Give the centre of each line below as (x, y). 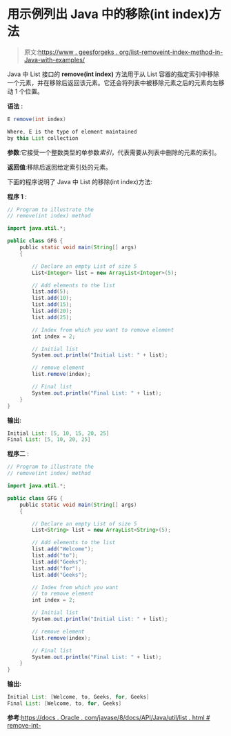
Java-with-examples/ (54, 60)
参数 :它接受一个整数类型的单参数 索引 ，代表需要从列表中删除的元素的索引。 (114, 152)
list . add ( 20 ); (52, 311)
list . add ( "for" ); (57, 568)
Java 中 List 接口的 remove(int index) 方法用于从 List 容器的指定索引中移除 (113, 74)
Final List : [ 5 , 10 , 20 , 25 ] (49, 440)
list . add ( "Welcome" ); (63, 549)
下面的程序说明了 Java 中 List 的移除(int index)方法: (80, 181)
